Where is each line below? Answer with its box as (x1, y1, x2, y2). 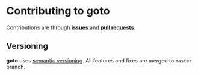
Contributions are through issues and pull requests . (6, 24, 136, 31)
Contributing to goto (6, 4, 110, 18)
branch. (6, 63, 26, 70)
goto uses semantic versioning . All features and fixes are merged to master (6, 57, 192, 64)
